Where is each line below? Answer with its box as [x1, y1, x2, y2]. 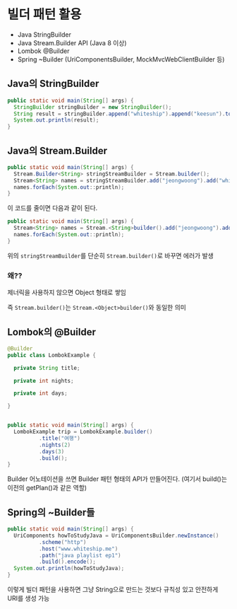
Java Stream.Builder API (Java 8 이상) [17, 38, 127, 47]
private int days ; [13, 390, 68, 397]
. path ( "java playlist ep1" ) [38, 552, 121, 559]
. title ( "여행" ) [38, 434, 81, 442]
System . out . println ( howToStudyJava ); [13, 565, 125, 572]
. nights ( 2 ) [38, 441, 71, 448]
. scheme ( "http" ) [38, 538, 87, 545]
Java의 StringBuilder [7, 78, 99, 90]
